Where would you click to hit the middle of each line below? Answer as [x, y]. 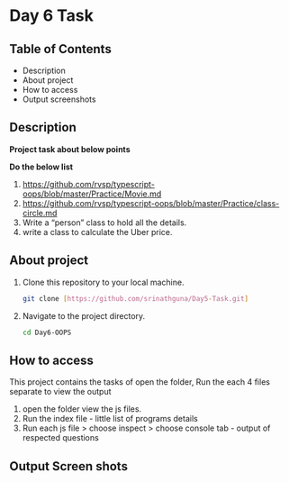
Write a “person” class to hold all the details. [104, 223]
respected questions [60, 438]
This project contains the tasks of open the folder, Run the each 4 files [140, 382]
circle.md [40, 213]
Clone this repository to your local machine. [103, 282]
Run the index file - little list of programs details [110, 419]
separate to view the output [60, 392]
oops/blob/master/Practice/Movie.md [92, 194]
